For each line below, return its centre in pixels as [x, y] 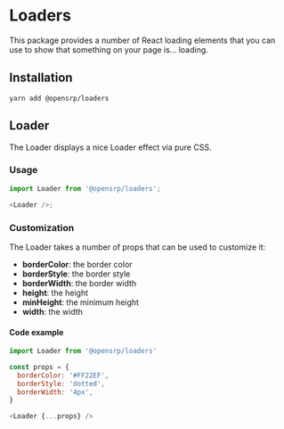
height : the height [55, 293]
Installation [41, 78]
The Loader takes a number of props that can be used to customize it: [138, 247]
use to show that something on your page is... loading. [109, 49]
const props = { [39, 367]
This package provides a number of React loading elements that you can [142, 40]
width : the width [52, 311]
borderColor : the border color [77, 264]
